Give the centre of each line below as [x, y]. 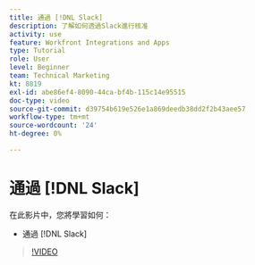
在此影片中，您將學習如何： [60, 214]
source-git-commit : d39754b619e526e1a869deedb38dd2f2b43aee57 [127, 109]
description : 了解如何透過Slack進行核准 [79, 26]
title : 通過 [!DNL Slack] [56, 17]
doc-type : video [39, 100]
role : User [30, 59]
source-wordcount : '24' [54, 126]
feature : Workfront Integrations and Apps [89, 42]
